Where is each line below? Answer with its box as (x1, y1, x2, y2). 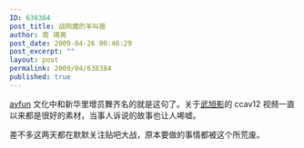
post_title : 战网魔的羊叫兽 (9, 22, 106, 31)
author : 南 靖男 (9, 30, 67, 39)
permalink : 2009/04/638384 (9, 64, 112, 74)
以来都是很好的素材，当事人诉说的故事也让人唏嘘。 (9, 110, 201, 121)
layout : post (9, 55, 59, 64)
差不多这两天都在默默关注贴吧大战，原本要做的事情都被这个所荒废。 (9, 129, 265, 140)
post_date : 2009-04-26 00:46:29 (9, 38, 132, 48)
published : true (9, 73, 71, 82)
